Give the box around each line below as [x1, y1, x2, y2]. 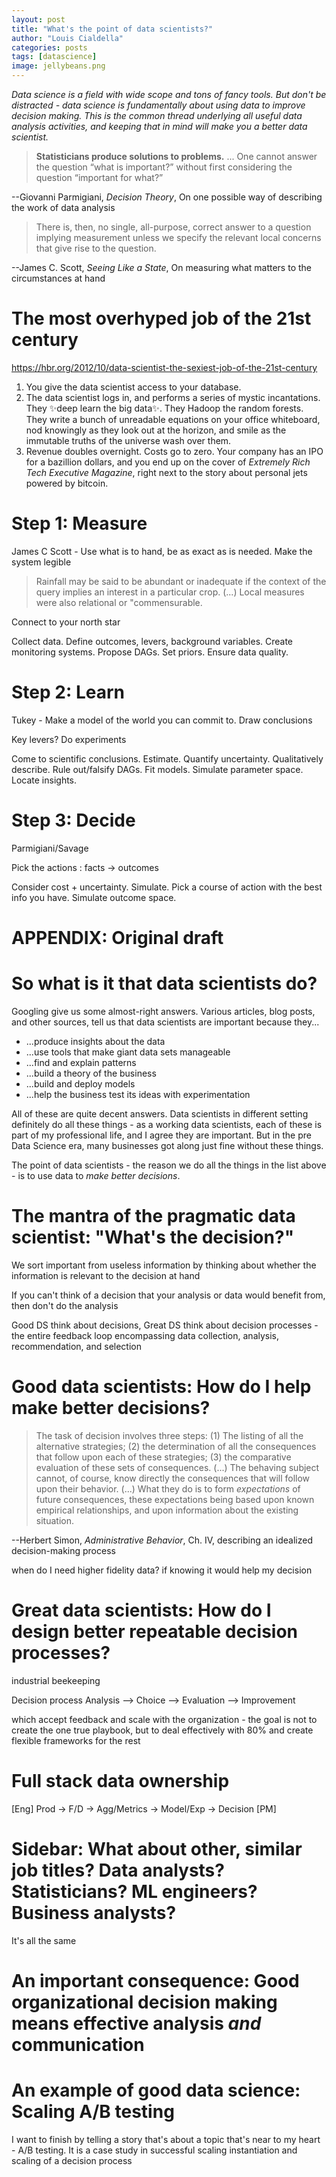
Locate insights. [11, 774, 78, 786]
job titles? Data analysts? [11, 1859, 225, 1881]
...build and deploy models [25, 1077, 136, 1090]
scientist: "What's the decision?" [11, 1226, 295, 1249]
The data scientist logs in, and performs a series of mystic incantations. [25, 391, 321, 403]
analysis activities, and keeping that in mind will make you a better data [11, 121, 308, 132]
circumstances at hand [11, 272, 106, 284]
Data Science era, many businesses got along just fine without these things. [11, 1139, 324, 1151]
